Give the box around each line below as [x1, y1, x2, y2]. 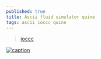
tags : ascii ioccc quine [6, 19, 67, 25]
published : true [6, 8, 46, 15]
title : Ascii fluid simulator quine [6, 14, 95, 20]
